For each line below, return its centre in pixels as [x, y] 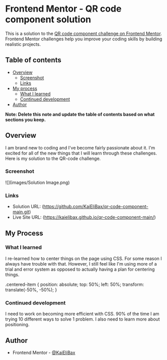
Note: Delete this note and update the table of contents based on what [80, 114]
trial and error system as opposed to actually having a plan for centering [80, 269]
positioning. [17, 325]
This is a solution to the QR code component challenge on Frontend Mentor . [83, 33]
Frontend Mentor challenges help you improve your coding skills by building [84, 39]
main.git [21, 212]
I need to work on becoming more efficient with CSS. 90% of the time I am [82, 314]
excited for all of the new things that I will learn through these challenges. [81, 153]
